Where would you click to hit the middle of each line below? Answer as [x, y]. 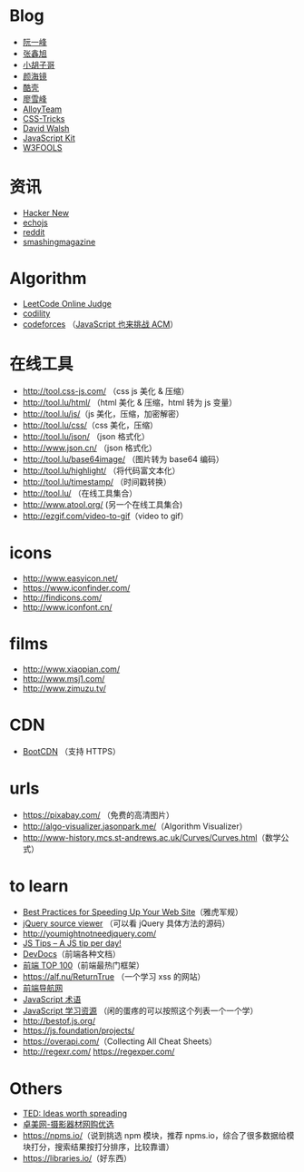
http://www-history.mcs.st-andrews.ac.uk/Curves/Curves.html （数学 [152, 837]
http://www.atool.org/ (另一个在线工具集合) [103, 504]
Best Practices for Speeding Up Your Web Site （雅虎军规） [132, 912]
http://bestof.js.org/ [59, 1021]
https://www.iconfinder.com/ [76, 587]
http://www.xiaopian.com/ [71, 669]
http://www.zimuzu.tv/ [64, 688]
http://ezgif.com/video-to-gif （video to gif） [105, 516]
